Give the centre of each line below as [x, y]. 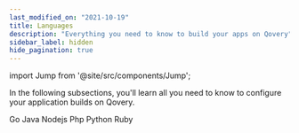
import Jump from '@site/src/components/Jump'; [100, 75]
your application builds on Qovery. [72, 102]
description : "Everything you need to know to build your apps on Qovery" [151, 34]
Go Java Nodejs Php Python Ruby [71, 120]
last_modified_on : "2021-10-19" [69, 17]
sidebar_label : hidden [51, 42]
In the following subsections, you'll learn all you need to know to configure [145, 93]
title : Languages [41, 26]
